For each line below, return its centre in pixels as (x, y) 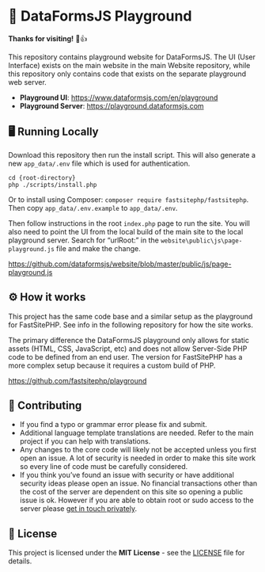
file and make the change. (98, 248)
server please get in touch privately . (78, 509)
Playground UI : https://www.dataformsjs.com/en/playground (119, 97)
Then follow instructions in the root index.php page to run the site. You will (129, 223)
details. (20, 561)
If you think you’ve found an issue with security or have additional (127, 475)
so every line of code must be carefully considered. (104, 467)
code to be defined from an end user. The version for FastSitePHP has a (125, 357)
